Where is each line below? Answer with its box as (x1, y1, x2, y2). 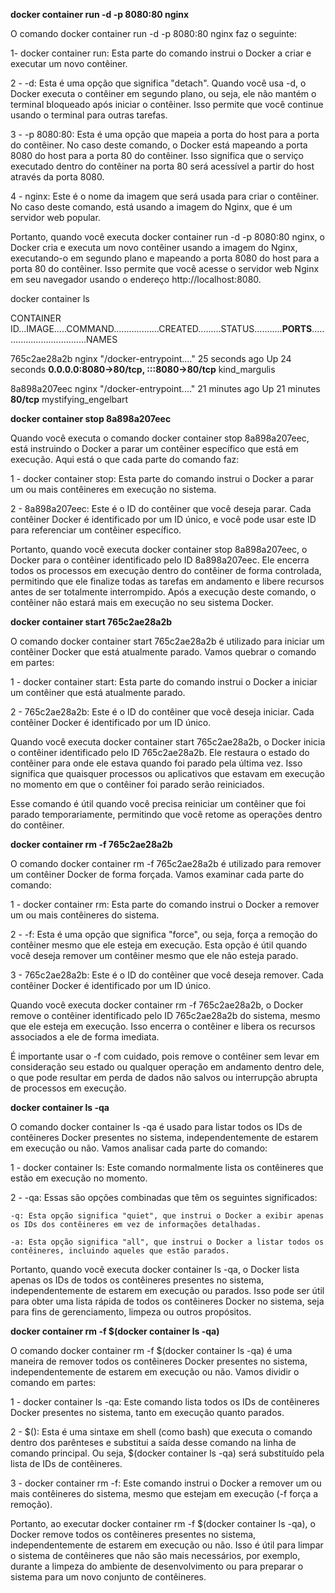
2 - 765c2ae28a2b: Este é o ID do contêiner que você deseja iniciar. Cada (10, 706, 315, 718)
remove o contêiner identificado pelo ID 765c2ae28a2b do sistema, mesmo (10, 1010, 321, 1021)
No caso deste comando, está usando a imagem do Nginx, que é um (10, 201, 293, 213)
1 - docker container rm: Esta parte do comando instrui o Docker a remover (10, 899, 320, 910)
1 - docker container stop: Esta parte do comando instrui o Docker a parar (10, 473, 314, 484)
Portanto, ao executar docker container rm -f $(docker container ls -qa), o (10, 1518, 316, 1529)
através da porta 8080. (10, 171, 105, 183)
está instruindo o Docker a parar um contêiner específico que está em (10, 443, 299, 454)
